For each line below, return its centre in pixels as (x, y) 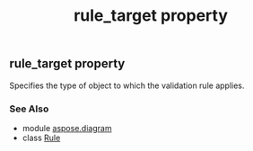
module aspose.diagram (67, 128)
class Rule (41, 138)
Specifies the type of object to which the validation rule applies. (127, 85)
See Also (29, 109)
